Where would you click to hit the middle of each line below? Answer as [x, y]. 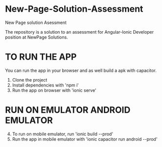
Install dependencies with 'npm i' [46, 85]
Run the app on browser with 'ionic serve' [54, 90]
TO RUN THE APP [41, 57]
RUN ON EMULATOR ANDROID [68, 110]
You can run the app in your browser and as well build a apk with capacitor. [81, 70]
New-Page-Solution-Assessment [74, 9]
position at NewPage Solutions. [37, 37]
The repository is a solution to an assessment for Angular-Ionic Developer [80, 32]
